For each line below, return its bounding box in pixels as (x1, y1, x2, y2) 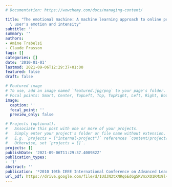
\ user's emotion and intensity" (10, 22, 81, 27)
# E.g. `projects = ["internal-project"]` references (5, 136, 127, 141)
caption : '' (10, 102, 36, 108)
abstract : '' (5, 164, 33, 170)
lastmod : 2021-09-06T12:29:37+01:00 (5, 65, 83, 70)
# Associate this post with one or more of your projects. (5, 126, 139, 132)
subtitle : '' (5, 26, 33, 31)
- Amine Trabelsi (5, 41, 42, 46)
